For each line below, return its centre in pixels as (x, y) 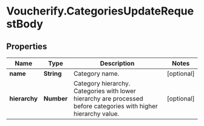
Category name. (97, 74)
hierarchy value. (97, 114)
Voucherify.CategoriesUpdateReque (100, 11)
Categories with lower (105, 91)
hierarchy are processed (109, 98)
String (53, 74)
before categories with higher (116, 106)
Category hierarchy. (102, 83)
